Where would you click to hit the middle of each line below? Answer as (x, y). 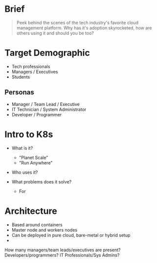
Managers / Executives (35, 72)
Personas (20, 92)
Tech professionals (31, 66)
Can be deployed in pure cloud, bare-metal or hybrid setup (71, 235)
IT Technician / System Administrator (49, 109)
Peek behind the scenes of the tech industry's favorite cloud (78, 23)
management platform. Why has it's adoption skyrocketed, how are (84, 27)
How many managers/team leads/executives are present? (63, 250)
